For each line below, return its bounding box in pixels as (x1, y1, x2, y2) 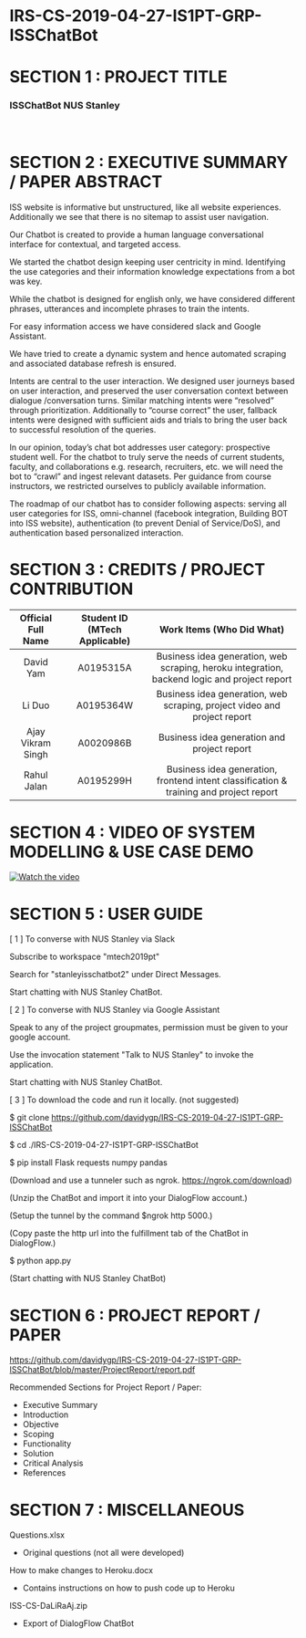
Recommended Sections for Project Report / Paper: (9, 1382, 202, 1393)
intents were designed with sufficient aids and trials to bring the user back (9, 414, 288, 425)
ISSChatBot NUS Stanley (9, 99, 120, 112)
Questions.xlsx (9, 1529, 66, 1540)
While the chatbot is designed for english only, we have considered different (9, 293, 296, 304)
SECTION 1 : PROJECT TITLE (9, 67, 228, 88)
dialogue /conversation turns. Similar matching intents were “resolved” (9, 394, 275, 406)
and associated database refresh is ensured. (9, 358, 177, 369)
